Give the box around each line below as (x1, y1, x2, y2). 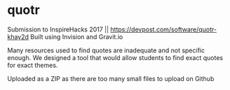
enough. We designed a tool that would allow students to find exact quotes (7, 53, 223, 61)
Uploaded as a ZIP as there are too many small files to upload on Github (7, 74, 215, 82)
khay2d (7, 32, 29, 40)
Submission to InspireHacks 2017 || (7, 25, 109, 33)
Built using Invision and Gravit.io (30, 32, 123, 40)
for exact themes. (7, 61, 58, 69)
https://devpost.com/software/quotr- (110, 25, 217, 33)
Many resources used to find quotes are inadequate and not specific (7, 46, 205, 54)
